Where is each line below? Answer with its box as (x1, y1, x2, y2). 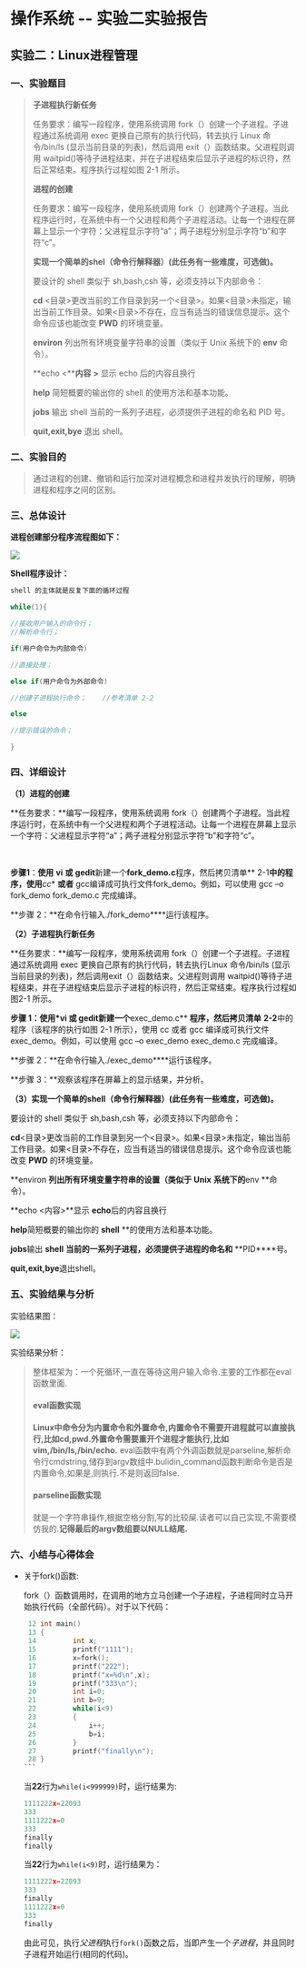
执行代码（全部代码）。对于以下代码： (31, 1601, 172, 1612)
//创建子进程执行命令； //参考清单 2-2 (10, 693, 154, 702)
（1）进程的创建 (10, 788, 71, 799)
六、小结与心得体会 (10, 1549, 94, 1561)
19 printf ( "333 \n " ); (27, 1679, 139, 1688)
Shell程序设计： (10, 568, 70, 579)
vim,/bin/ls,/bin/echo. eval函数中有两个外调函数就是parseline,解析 (32, 1444, 284, 1456)
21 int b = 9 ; (27, 1696, 106, 1705)
